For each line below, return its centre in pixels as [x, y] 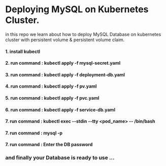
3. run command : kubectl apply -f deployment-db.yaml [65, 74]
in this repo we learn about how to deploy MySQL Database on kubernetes [83, 34]
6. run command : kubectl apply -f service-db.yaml [60, 109]
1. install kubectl [23, 51]
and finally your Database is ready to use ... [60, 158]
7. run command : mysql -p [34, 133]
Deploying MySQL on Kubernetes [77, 9]
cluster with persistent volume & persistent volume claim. [65, 40]
